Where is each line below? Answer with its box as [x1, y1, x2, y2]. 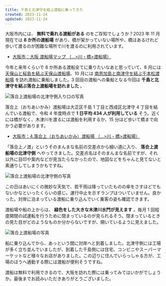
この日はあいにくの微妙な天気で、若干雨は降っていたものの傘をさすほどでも [5, 184, 161, 190]
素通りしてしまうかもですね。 [5, 163, 66, 169]
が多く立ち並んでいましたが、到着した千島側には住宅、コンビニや [5, 247, 140, 253]
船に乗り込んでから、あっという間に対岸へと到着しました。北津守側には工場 [5, 240, 161, 246]
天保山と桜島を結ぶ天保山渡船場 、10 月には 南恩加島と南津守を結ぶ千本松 [5, 71, 156, 77]
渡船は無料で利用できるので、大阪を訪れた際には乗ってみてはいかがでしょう [5, 270, 161, 276]
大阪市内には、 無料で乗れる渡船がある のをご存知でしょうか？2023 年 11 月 [5, 31, 160, 37]
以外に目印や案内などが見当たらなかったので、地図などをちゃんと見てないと [5, 156, 162, 162]
